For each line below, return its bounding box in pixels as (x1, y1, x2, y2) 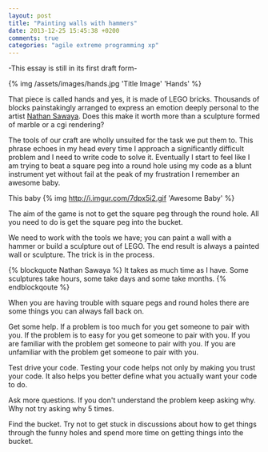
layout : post (8, 11, 52, 20)
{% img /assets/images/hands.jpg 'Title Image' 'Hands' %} (8, 79, 202, 89)
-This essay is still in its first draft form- (8, 63, 138, 73)
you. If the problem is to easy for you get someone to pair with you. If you (8, 330, 250, 340)
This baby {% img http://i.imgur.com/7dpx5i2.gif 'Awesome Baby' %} (8, 194, 235, 203)
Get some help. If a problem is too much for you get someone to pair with (8, 322, 250, 332)
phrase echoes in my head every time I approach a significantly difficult (8, 144, 244, 154)
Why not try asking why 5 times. (8, 404, 114, 414)
